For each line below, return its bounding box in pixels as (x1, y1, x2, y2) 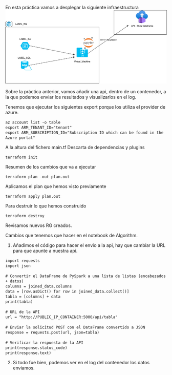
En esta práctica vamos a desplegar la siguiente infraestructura (5, 5, 139, 10)
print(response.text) (5, 350, 52, 356)
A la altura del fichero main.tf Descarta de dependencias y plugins (5, 144, 145, 150)
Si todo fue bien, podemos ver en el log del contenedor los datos (12, 359, 150, 365)
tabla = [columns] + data (5, 294, 60, 299)
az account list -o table (5, 120, 60, 125)
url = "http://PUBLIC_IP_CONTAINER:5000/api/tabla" (5, 315, 118, 320)
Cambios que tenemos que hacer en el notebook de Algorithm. (5, 232, 138, 238)
